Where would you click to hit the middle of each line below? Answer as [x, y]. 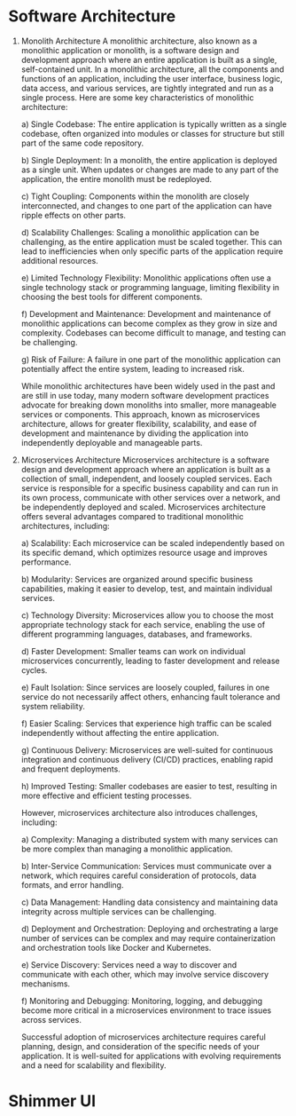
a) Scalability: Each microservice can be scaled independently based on [153, 542]
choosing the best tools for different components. [112, 297]
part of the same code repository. [82, 143]
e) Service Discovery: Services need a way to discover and [129, 964]
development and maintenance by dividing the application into [135, 433]
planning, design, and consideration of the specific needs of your [140, 1046]
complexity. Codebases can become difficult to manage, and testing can [153, 332]
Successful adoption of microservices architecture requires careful [144, 1037]
